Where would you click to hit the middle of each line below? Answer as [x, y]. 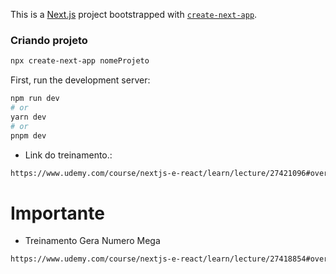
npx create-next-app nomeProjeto [80, 61]
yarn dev [28, 117]
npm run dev [35, 99]
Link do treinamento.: [68, 155]
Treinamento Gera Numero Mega [92, 241]
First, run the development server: [80, 80]
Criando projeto [49, 40]
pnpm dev [28, 135]
